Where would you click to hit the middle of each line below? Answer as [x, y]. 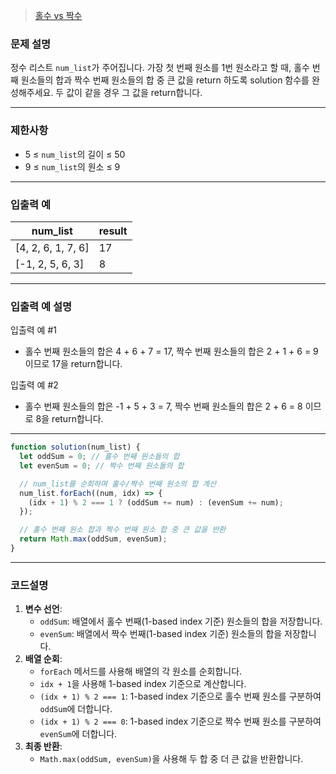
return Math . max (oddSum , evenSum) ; [93, 539]
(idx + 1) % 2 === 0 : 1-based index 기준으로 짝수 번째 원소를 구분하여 [180, 721]
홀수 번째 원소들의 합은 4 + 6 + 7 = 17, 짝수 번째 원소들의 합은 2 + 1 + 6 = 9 [171, 351]
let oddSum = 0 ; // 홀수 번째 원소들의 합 [99, 457]
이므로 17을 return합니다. [73, 364]
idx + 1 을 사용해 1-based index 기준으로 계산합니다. [143, 684]
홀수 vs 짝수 [58, 15]
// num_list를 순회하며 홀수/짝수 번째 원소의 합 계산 [118, 484]
